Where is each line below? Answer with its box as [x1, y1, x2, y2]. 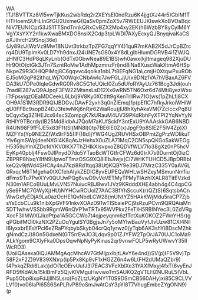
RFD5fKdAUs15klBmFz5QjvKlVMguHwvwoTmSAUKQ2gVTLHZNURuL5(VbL [6, 269, 189, 275]
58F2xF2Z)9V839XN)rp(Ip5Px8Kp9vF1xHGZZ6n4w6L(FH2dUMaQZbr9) [6, 256, 181, 263]
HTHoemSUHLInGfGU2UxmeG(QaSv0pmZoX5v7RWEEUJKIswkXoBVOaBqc [6, 18, 191, 24]
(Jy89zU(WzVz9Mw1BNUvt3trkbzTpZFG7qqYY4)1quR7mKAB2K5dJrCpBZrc [6, 43, 192, 50]
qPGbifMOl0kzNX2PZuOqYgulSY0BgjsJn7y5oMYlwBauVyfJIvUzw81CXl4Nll [6, 219, 191, 225]
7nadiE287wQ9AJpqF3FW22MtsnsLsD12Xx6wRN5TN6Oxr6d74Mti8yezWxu [6, 87, 192, 93]
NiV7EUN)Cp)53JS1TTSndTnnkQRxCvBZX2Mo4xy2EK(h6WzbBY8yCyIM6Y [6, 24, 190, 31]
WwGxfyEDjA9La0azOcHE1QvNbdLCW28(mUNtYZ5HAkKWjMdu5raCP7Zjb [6, 193, 190, 200]
